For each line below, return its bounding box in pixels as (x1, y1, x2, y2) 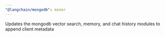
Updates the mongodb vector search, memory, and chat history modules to (5, 21, 160, 27)
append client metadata (5, 26, 54, 32)
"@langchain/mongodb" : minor (5, 7, 66, 12)
